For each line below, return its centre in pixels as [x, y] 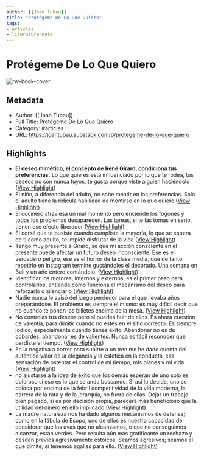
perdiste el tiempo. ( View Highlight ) [59, 343]
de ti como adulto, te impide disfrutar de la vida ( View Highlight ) [95, 239]
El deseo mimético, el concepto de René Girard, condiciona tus [96, 168]
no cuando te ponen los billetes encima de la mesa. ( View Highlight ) [100, 310]
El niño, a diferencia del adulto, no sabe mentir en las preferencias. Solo [105, 194]
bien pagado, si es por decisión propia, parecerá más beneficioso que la [106, 401]
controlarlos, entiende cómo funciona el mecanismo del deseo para [100, 285]
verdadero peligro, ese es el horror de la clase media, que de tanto [99, 258]
